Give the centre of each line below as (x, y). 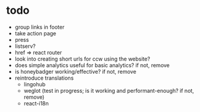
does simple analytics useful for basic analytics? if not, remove (92, 65)
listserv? (25, 46)
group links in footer (39, 27)
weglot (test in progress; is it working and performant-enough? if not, (109, 90)
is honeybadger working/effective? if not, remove (76, 71)
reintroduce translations (44, 78)
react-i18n (36, 103)
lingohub (35, 84)
